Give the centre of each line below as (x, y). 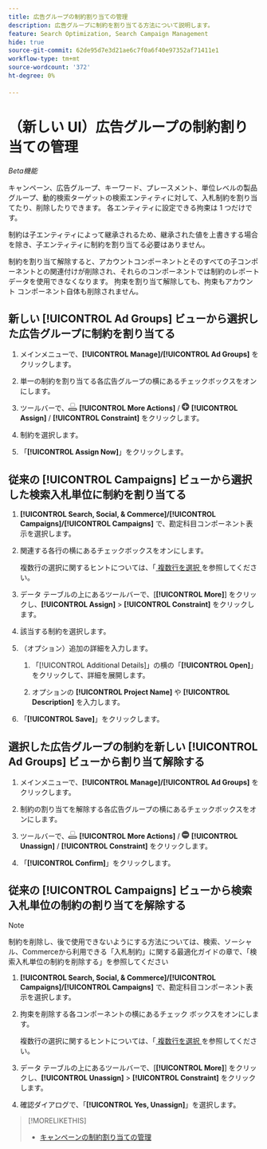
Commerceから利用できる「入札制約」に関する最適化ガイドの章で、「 (136, 951)
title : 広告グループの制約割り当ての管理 (68, 17)
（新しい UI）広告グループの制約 (114, 127)
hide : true (26, 42)
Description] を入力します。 (78, 702)
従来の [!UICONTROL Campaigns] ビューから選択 (130, 480)
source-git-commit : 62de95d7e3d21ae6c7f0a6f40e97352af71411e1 (114, 51)
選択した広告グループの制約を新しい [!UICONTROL (133, 747)
